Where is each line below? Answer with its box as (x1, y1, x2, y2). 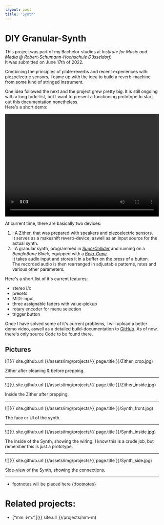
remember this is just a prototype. (5, 443, 73, 450)
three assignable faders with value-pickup (12, 301, 97, 307)
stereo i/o (12, 285, 32, 291)
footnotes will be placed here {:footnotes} (12, 481, 96, 487)
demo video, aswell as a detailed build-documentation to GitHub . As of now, (5, 326, 158, 332)
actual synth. (12, 241, 39, 246)
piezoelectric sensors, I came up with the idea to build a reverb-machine (5, 74, 151, 80)
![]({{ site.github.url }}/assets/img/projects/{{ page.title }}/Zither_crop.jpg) (5, 358, 153, 364)
